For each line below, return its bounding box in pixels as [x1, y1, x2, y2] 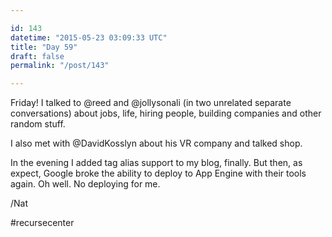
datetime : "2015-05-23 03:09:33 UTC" [10, 32, 168, 43]
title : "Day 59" [10, 42, 78, 52]
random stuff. [10, 118, 66, 130]
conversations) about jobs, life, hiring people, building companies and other [10, 107, 322, 120]
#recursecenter [10, 217, 75, 229]
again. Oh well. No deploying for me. [10, 178, 161, 190]
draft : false [10, 51, 65, 61]
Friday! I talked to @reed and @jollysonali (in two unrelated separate [10, 97, 292, 109]
